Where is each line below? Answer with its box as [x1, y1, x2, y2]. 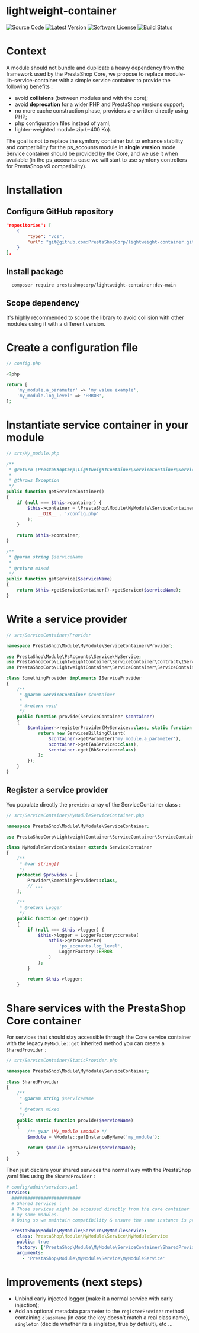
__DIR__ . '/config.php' [37, 510, 99, 516]
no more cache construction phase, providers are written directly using [14, 107, 188, 114]
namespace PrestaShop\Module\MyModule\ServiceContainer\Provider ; [6, 643, 174, 649]
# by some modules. [11, 1212, 60, 1218]
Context [6, 44, 47, 58]
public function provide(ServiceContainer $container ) [17, 714, 155, 720]
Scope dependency [6, 298, 80, 309]
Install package [6, 266, 64, 277]
